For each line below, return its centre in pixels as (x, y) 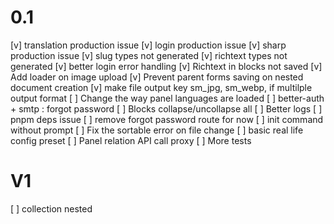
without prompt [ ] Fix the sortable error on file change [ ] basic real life (157, 130)
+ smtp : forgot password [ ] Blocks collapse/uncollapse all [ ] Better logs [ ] (166, 108)
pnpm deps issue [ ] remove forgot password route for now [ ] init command (167, 119)
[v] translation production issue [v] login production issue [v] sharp (148, 45)
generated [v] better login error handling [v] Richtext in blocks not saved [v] (166, 66)
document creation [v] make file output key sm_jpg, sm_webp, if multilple (161, 87)
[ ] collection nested (51, 208)
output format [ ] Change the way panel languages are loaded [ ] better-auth (167, 98)
